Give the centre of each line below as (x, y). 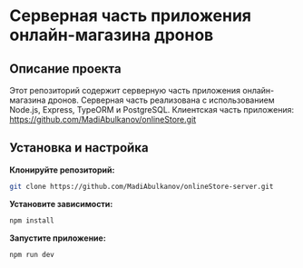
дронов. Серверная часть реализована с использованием (161, 100)
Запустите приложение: (58, 238)
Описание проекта (65, 69)
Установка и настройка (79, 148)
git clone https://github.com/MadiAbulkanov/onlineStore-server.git (142, 186)
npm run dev (32, 254)
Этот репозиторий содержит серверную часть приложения (125, 90)
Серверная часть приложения (131, 16)
